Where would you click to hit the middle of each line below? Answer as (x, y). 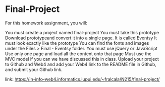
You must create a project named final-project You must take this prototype (82, 32)
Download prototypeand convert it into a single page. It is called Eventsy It (81, 38)
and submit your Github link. (34, 69)
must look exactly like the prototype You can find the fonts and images (77, 43)
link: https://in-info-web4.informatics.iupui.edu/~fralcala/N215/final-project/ (82, 79)
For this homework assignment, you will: (46, 23)
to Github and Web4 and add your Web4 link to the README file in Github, (81, 64)
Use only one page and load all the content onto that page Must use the (78, 54)
